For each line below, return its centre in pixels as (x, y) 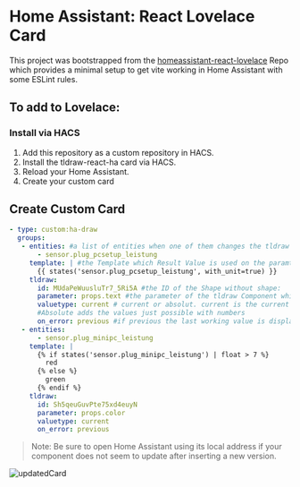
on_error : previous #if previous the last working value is (151, 321)
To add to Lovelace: (65, 108)
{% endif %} (59, 388)
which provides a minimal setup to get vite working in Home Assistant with (146, 70)
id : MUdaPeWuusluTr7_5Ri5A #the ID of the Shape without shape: (159, 288)
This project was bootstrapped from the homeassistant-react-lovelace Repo (149, 60)
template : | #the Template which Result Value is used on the (147, 263)
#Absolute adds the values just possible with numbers (141, 313)
